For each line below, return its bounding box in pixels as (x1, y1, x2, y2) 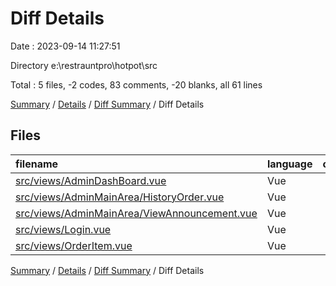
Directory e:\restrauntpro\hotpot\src (10, 59, 158, 71)
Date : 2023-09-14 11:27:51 (10, 40, 121, 52)
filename (15, 157, 59, 171)
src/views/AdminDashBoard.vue (15, 173, 167, 187)
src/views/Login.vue (15, 222, 112, 236)
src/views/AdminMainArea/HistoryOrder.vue (15, 190, 225, 204)
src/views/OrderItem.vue (15, 238, 133, 252)
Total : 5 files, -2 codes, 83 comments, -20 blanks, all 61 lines (10, 78, 263, 91)
